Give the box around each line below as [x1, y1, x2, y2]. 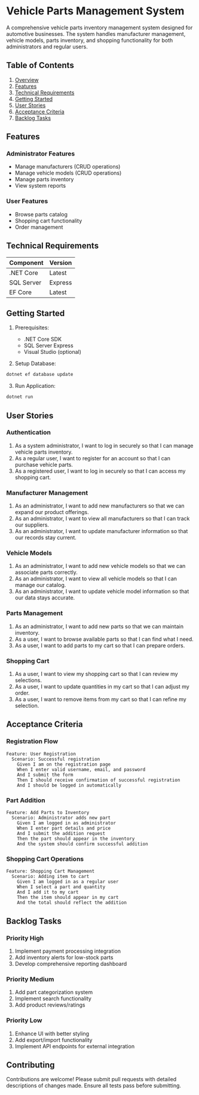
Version [49, 258, 72, 267]
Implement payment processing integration [14, 947, 121, 955]
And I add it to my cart [17, 889, 79, 895]
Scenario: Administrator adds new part [11, 815, 111, 821]
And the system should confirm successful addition [17, 841, 148, 847]
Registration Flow [6, 737, 59, 745]
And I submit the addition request [17, 830, 106, 836]
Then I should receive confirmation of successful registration [17, 777, 180, 783]
